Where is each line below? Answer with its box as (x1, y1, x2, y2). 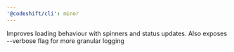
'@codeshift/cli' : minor (6, 10, 79, 17)
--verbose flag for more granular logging (6, 36, 124, 45)
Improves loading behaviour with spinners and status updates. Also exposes (6, 29, 228, 37)
